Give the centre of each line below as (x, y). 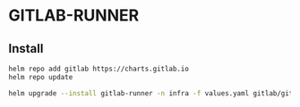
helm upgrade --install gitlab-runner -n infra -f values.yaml (129, 93)
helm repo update (41, 77)
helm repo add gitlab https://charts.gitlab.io (99, 69)
